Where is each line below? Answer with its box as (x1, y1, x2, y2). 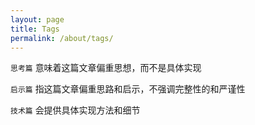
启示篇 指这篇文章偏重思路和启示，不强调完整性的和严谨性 (10, 83, 246, 95)
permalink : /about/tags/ (10, 33, 114, 43)
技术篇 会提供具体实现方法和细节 (10, 104, 141, 116)
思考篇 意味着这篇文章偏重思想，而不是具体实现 (10, 62, 202, 74)
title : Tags (10, 24, 60, 34)
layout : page (10, 14, 65, 25)
